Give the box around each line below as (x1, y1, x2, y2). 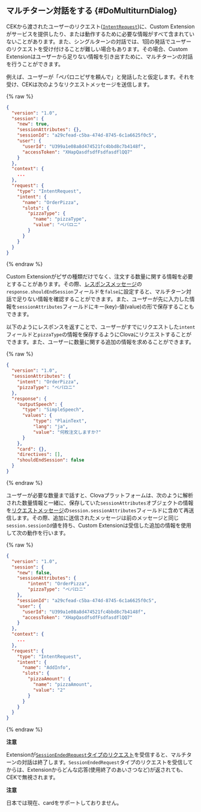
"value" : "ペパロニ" (32, 222, 81, 228)
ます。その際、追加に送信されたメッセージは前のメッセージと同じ (16, 514, 179, 521)
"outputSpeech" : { (17, 401, 63, 407)
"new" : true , (17, 121, 50, 128)
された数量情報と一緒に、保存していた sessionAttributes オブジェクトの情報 (6, 499, 194, 506)
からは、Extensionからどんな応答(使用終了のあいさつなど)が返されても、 (6, 766, 187, 774)
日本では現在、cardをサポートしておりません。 (6, 799, 122, 807)
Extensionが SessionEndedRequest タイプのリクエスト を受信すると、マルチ (6, 751, 187, 758)
